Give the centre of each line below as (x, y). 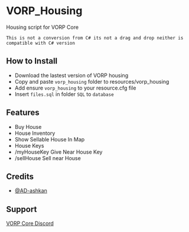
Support (22, 209)
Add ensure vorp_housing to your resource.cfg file (75, 88)
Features (23, 113)
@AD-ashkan (31, 191)
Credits (20, 176)
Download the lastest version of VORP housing (71, 75)
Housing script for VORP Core (42, 27)
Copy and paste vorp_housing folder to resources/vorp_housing (92, 81)
